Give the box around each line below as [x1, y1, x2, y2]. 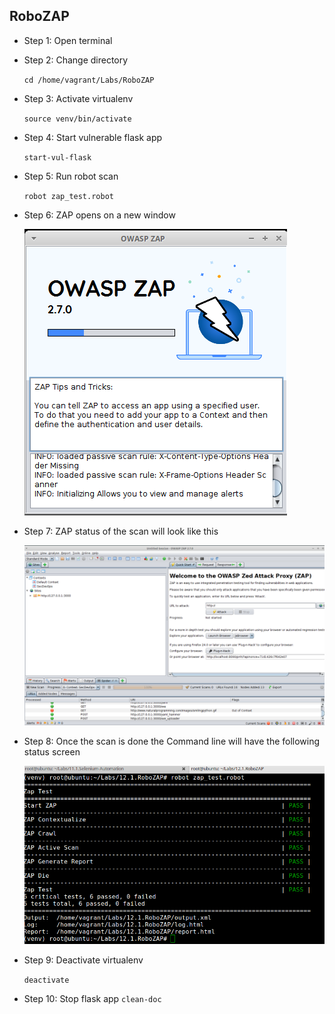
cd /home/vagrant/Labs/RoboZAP [23, 75, 155, 85]
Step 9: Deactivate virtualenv [23, 954, 144, 966]
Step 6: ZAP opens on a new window [23, 209, 176, 221]
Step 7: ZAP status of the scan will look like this [23, 525, 219, 537]
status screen [23, 745, 81, 758]
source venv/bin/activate [23, 114, 132, 124]
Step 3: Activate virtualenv [23, 92, 134, 104]
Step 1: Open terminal [23, 34, 113, 46]
